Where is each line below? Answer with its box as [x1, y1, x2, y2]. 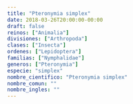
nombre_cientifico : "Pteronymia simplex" [7, 73, 128, 81]
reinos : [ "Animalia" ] [7, 29, 70, 36]
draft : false [7, 23, 45, 29]
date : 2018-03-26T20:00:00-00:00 [7, 16, 103, 23]
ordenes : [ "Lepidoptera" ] [7, 49, 81, 55]
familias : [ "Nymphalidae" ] [7, 55, 85, 62]
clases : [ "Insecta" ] [7, 42, 67, 49]
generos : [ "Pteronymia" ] [7, 61, 79, 68]
